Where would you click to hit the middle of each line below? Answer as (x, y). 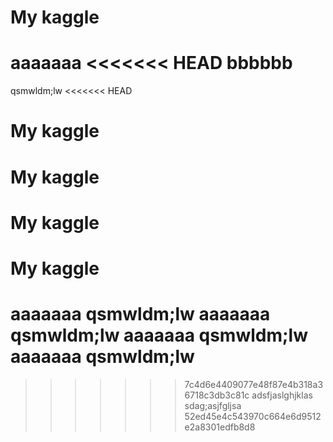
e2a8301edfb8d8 (220, 427)
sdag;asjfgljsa (213, 405)
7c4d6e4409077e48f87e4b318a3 (254, 384)
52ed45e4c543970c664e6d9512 (253, 416)
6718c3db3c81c (217, 395)
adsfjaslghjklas (282, 395)
